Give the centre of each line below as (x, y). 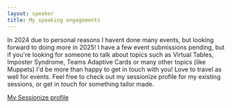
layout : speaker (30, 13)
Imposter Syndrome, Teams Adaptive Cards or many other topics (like (107, 62)
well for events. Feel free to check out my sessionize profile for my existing (114, 76)
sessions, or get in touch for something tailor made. (81, 84)
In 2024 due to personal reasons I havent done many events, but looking (110, 39)
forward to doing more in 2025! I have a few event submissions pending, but (116, 47)
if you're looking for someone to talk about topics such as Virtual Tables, (110, 54)
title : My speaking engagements (54, 20)
